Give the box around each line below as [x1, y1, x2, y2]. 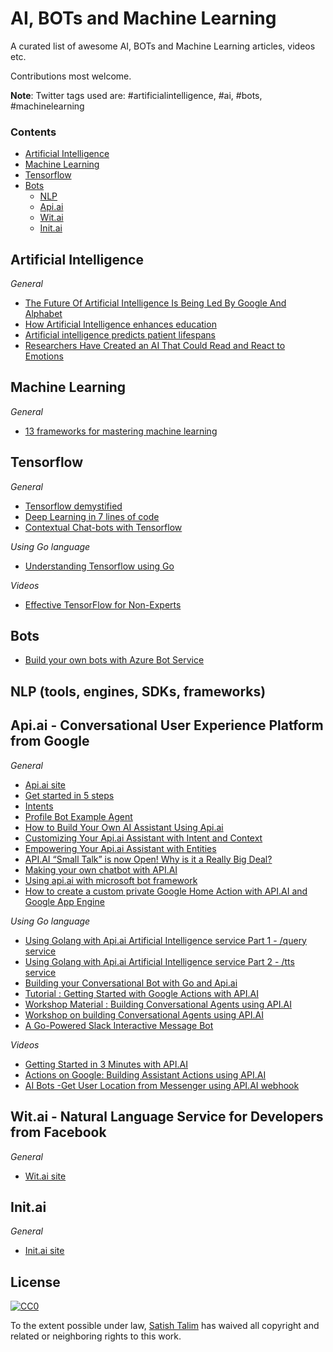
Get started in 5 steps [24, 789, 115, 801]
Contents [10, 125, 57, 139]
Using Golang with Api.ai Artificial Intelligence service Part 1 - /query [24, 934, 307, 946]
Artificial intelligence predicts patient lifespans [24, 329, 216, 341]
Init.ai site [24, 1245, 65, 1257]
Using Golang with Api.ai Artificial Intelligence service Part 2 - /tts [24, 955, 295, 967]
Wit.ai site [24, 1170, 67, 1182]
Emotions [24, 350, 64, 362]
